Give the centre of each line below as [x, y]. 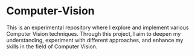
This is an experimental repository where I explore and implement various [97, 27]
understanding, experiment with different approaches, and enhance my [95, 40]
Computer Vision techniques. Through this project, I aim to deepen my [94, 33]
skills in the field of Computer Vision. [52, 46]
